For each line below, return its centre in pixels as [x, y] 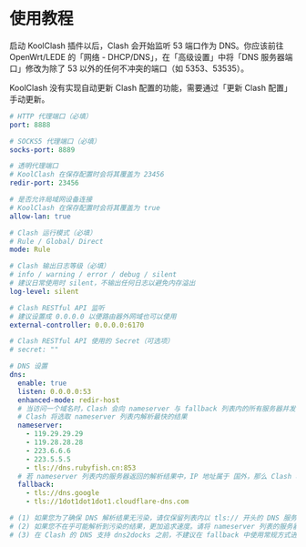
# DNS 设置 [29, 366]
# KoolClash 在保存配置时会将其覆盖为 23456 [87, 175]
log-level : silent [44, 291]
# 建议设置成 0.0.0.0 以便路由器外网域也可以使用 [93, 316]
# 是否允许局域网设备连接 [51, 200]
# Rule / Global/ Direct [56, 241]
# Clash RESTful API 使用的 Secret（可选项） [92, 341]
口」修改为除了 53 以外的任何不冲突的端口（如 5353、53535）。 [129, 68]
